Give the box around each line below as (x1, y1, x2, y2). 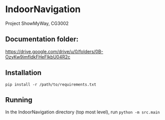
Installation (5, 68, 42, 77)
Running (5, 95, 33, 104)
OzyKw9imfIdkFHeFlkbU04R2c (5, 54, 71, 60)
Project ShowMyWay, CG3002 (5, 20, 69, 26)
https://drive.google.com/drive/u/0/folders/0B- (5, 48, 104, 54)
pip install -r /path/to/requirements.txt (5, 82, 96, 87)
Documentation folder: (5, 35, 79, 44)
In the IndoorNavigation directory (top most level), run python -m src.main (5, 109, 160, 115)
